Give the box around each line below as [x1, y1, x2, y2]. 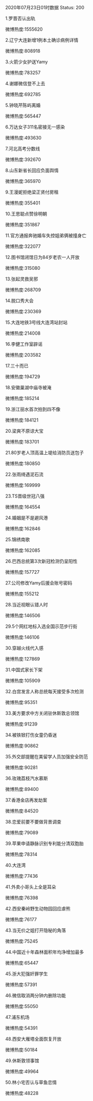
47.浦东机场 [5, 1014, 30, 1020]
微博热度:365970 [5, 178, 41, 184]
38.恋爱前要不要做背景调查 [5, 819, 62, 825]
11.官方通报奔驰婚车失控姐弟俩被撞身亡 [5, 232, 87, 239]
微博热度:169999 [5, 482, 41, 488]
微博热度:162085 [5, 547, 40, 553]
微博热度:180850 [5, 460, 41, 466]
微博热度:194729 [5, 373, 40, 380]
